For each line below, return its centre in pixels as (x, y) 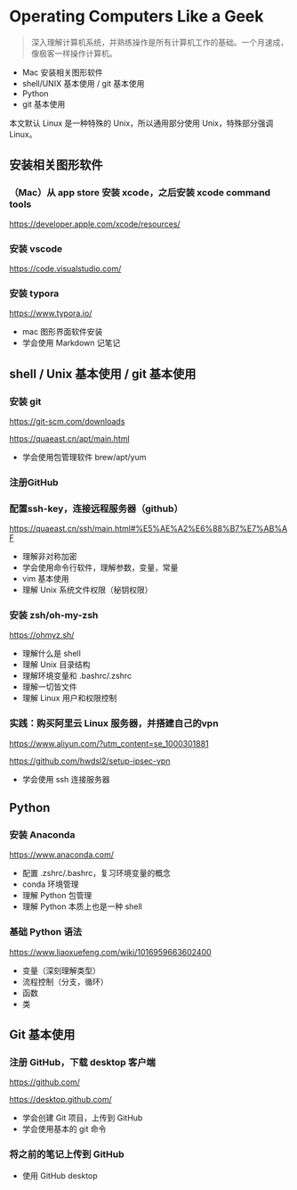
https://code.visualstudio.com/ (65, 269)
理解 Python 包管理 (57, 896)
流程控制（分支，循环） (65, 981)
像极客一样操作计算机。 (74, 53)
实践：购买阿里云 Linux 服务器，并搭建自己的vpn (114, 723)
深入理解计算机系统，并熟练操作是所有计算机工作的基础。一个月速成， (160, 42)
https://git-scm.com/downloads (67, 421)
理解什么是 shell (52, 654)
